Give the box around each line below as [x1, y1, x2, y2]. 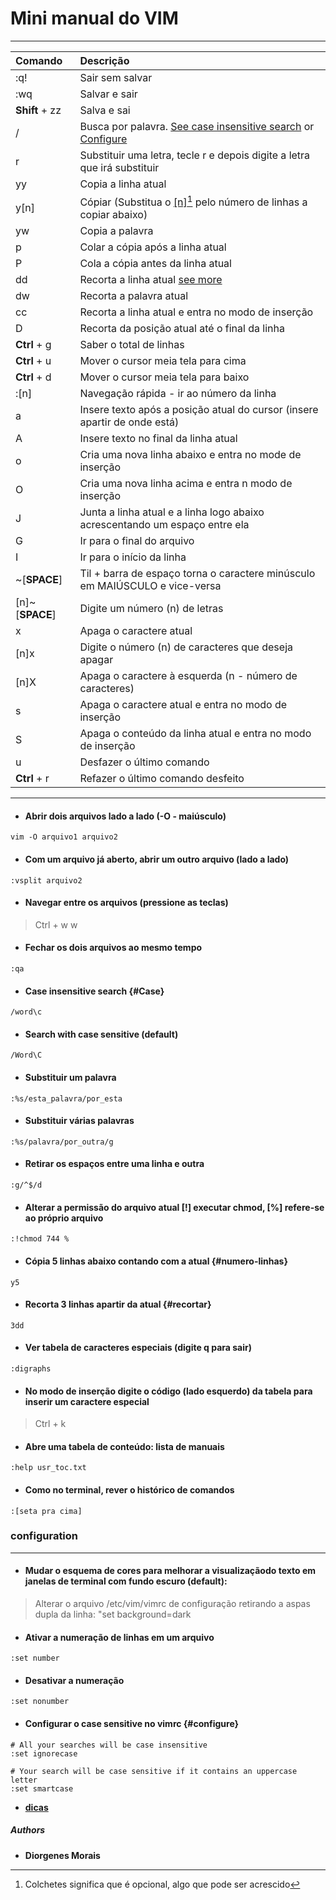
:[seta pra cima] [10, 1506, 83, 1516]
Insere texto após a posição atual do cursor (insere [79, 403, 319, 417]
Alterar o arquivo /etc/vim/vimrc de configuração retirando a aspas [34, 1598, 311, 1610]
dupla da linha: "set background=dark [34, 1608, 192, 1621]
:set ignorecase [10, 1748, 78, 1759]
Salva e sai [79, 103, 131, 117]
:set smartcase [10, 1783, 74, 1794]
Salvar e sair [79, 87, 138, 101]
